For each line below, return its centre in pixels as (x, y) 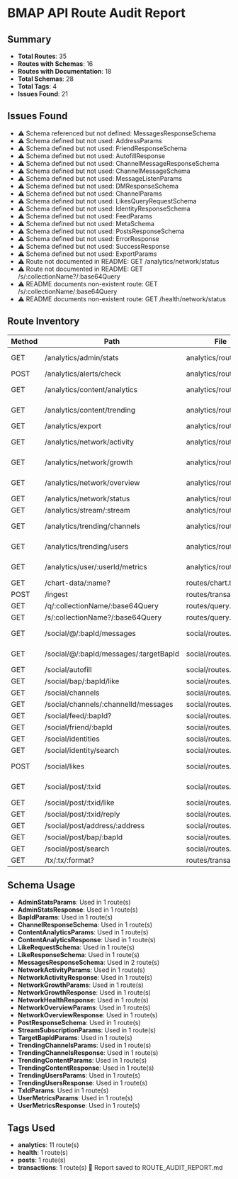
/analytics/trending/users (87, 546)
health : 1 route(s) (43, 1153)
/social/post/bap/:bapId (84, 837)
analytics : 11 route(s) (48, 1145)
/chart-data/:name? (78, 583)
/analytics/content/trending (90, 410)
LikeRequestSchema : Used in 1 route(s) (76, 947)
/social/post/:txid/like (80, 803)
